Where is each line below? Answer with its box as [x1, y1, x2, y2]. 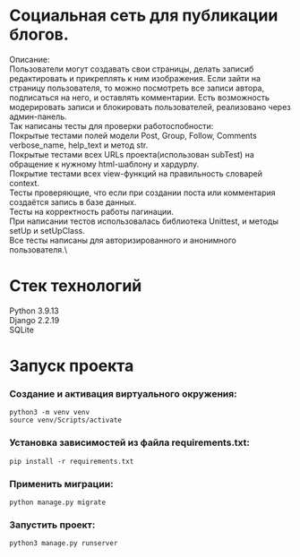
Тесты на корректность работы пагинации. [9, 206, 175, 217]
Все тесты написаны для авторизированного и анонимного [9, 235, 237, 245]
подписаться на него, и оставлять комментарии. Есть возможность [9, 91, 270, 103]
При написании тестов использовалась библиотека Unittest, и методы [9, 216, 279, 227]
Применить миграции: [9, 477, 114, 490]
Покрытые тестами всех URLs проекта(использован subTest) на [9, 149, 255, 159]
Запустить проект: [9, 518, 96, 531]
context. [9, 177, 40, 188]
